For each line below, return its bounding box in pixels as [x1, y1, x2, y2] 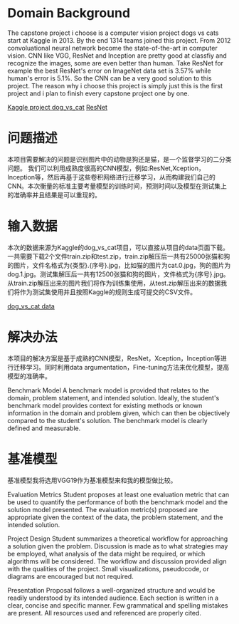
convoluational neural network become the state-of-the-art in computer [7, 43, 218, 52]
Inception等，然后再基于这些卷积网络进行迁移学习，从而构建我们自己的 [7, 172, 216, 181]
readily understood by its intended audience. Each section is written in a [7, 593, 219, 602]
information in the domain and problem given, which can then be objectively [7, 408, 230, 417]
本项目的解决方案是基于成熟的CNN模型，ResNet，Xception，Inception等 [7, 354, 221, 363]
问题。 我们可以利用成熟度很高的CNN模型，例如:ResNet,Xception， [7, 164, 205, 172]
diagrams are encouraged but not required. [7, 572, 134, 581]
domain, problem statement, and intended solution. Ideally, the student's [7, 393, 220, 402]
